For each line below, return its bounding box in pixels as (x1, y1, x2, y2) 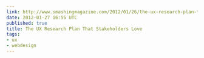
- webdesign (6, 43, 36, 49)
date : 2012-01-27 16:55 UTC (6, 14, 78, 21)
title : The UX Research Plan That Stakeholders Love (6, 25, 143, 32)
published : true (6, 20, 47, 26)
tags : (6, 31, 20, 37)
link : (6, 8, 20, 15)
